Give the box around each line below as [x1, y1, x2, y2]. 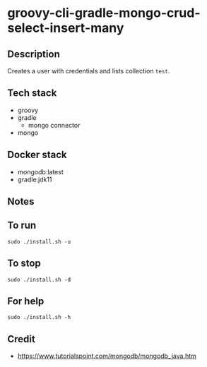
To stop [7, 258, 41, 270]
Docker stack [7, 149, 67, 161]
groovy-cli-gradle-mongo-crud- [7, 5, 201, 21]
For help [7, 295, 45, 308]
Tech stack [7, 87, 57, 100]
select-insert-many [7, 20, 124, 36]
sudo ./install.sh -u [7, 238, 71, 245]
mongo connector [28, 121, 81, 129]
